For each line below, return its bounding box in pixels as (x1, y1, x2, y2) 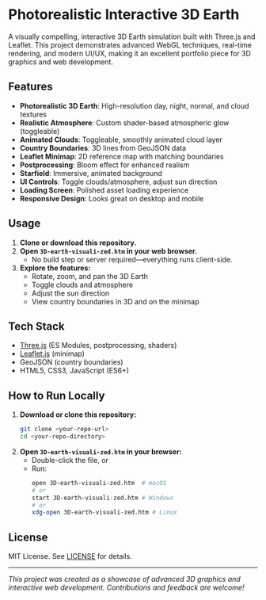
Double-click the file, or (31, 455, 109, 464)
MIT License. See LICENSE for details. (8, 552, 132, 561)
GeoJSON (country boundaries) (19, 357, 124, 367)
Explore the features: (19, 263, 91, 273)
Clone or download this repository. (19, 238, 137, 247)
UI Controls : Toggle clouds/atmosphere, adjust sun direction (19, 177, 218, 186)
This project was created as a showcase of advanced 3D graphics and (8, 575, 241, 584)
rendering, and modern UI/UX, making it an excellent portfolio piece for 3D (8, 48, 252, 58)
